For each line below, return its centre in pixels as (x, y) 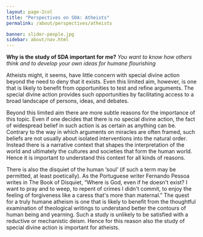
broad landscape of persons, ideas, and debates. (68, 101)
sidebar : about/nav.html (38, 40)
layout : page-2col (29, 12)
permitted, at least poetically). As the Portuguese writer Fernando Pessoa (98, 176)
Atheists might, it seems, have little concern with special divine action (93, 75)
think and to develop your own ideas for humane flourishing (81, 64)
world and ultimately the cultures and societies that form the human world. (99, 152)
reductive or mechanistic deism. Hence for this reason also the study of (95, 221)
